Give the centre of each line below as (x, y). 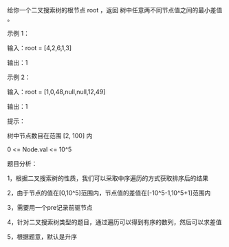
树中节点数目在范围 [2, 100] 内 (50, 136)
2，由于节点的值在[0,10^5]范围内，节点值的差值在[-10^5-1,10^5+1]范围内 (109, 193)
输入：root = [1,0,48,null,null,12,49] (56, 92)
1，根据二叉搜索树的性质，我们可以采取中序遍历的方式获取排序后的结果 (108, 178)
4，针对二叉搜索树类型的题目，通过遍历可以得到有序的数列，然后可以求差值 (115, 222)
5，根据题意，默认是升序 (42, 237)
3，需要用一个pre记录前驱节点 (50, 207)
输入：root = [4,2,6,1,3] (40, 48)
